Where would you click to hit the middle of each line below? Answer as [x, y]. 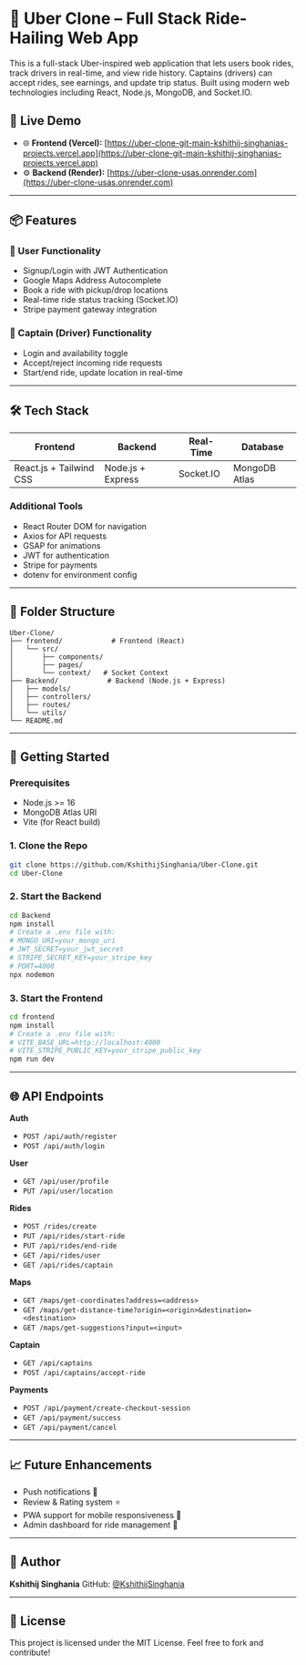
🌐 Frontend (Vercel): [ [65, 143]
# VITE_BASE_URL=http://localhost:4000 [85, 1043]
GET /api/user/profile [66, 1182]
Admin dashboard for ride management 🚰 [100, 1525]
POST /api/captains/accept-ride [84, 1373]
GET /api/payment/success [71, 1418]
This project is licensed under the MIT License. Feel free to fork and [137, 1643]
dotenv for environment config [80, 574]
